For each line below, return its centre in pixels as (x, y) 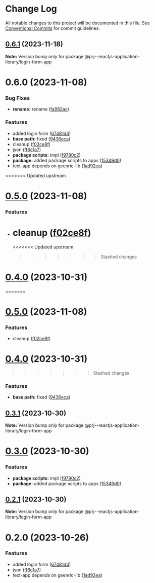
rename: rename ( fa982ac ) (41, 109)
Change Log (31, 9)
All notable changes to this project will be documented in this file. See (78, 23)
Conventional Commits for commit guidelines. (53, 28)
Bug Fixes (18, 98)
